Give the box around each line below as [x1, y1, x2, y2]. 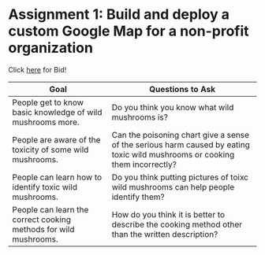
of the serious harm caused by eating [111, 139, 250, 150]
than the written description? [111, 228, 218, 239]
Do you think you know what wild [111, 102, 234, 113]
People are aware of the [12, 134, 101, 145]
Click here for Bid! [8, 65, 67, 74]
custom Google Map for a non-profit [8, 22, 250, 40]
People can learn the [12, 204, 89, 215]
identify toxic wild [12, 181, 77, 192]
